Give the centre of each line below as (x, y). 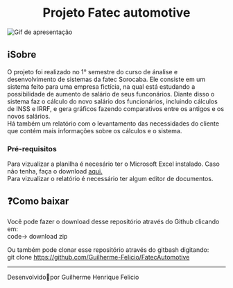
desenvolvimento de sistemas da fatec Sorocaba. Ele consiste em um (106, 79)
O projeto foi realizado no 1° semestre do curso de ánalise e (93, 71)
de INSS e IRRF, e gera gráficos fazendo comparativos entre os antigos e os (115, 108)
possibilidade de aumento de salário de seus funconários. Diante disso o (111, 94)
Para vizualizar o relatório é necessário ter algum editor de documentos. (110, 179)
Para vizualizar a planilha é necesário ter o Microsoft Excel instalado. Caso (113, 164)
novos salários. (29, 116)
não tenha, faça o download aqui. (55, 171)
